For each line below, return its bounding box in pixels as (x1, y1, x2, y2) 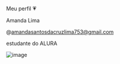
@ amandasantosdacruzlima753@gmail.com (6, 28, 114, 35)
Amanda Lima (6, 17, 40, 24)
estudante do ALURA (6, 40, 58, 47)
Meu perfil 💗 (6, 5, 37, 12)
